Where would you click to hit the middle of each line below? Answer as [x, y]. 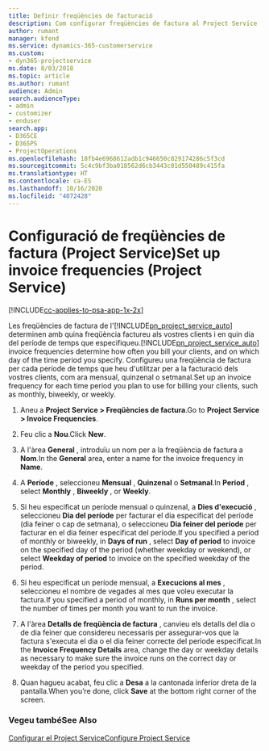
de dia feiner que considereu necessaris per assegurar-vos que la [129, 632]
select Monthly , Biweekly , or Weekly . [85, 491]
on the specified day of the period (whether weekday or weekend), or [135, 549]
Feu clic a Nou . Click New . [63, 434]
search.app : [28, 128]
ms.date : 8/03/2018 [41, 69]
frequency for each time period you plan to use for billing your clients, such [133, 385]
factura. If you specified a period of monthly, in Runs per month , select [138, 599]
